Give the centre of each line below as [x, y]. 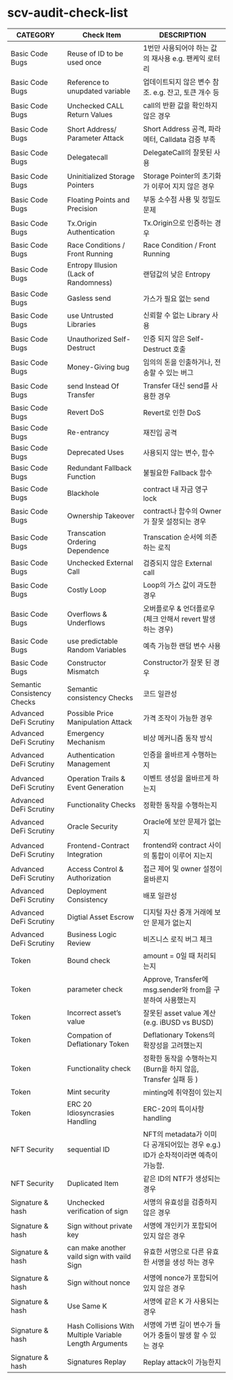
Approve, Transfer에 [176, 979]
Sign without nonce [98, 1283]
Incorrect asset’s [94, 1012]
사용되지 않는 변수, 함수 [179, 453]
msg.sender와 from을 [178, 989]
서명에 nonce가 [167, 1278]
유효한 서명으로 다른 [174, 1251]
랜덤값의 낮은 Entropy [177, 274]
